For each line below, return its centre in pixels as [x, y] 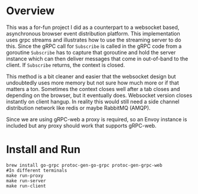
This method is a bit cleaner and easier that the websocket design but [91, 76]
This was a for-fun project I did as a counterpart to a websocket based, [93, 27]
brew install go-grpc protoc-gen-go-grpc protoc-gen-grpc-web [84, 165]
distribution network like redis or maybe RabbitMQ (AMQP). [78, 108]
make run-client [26, 186]
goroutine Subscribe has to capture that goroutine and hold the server [91, 52]
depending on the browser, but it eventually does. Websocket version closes [99, 95]
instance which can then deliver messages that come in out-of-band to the [97, 59]
